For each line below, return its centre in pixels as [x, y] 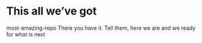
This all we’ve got [52, 11]
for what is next [26, 34]
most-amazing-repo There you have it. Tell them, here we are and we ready [101, 28]
